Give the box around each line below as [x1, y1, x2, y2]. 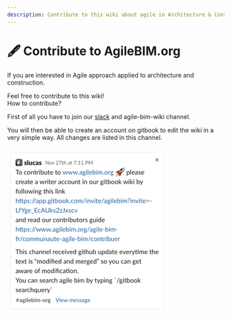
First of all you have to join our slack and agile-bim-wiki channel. [7, 112, 191, 121]
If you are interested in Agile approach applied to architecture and [7, 71, 195, 79]
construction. [7, 78, 45, 87]
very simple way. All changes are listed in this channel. [7, 133, 163, 141]
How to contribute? [7, 99, 62, 107]
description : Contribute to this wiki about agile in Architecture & [7, 11, 212, 18]
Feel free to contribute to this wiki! [7, 91, 105, 100]
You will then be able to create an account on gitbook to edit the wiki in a [7, 125, 214, 134]
